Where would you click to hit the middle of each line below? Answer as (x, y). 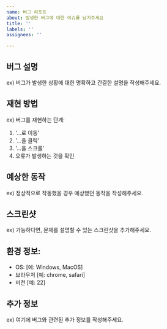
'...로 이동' (27, 133)
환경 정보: (24, 251)
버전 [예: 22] (30, 282)
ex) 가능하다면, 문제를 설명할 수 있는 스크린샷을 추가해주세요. (79, 230)
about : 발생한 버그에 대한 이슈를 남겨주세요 (55, 18)
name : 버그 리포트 (27, 12)
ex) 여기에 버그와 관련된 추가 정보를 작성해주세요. (65, 319)
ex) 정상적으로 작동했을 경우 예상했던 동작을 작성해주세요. (75, 193)
